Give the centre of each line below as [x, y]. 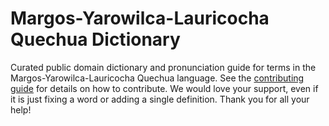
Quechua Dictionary [95, 39]
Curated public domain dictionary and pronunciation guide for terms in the [163, 67]
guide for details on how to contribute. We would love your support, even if [164, 88]
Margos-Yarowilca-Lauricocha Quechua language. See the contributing [157, 78]
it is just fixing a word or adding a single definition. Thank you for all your [160, 99]
